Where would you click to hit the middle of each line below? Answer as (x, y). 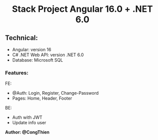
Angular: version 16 (32, 50)
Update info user (29, 123)
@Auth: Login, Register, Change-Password (55, 93)
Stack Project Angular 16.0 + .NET (82, 9)
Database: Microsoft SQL (38, 60)
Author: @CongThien (27, 132)
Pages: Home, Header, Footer (42, 98)
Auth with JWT (27, 117)
